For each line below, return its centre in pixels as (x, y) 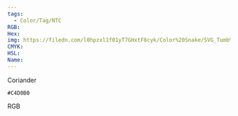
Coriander (22, 80)
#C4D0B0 (19, 93)
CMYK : (15, 47)
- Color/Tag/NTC (38, 21)
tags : (15, 14)
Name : (15, 60)
